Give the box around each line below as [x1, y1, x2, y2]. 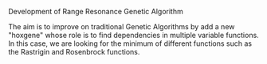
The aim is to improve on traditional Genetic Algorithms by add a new [8, 22, 235, 31]
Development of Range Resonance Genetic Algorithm [8, 7, 183, 16]
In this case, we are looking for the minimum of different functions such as [8, 39, 253, 48]
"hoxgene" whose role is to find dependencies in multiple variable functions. [8, 31, 259, 40]
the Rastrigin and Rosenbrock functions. [8, 47, 140, 56]
